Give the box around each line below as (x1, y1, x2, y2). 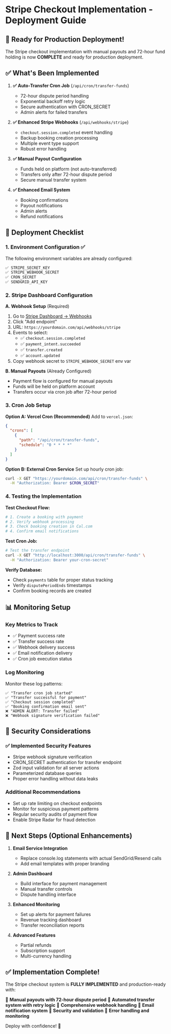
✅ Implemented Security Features (5, 743, 91, 750)
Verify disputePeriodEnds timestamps (12, 582, 92, 588)
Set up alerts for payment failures (20, 911, 91, 917)
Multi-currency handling (20, 953, 72, 959)
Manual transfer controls (20, 886, 73, 892)
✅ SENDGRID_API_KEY (5, 280, 48, 285)
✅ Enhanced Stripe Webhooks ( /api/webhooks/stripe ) (12, 119, 129, 125)
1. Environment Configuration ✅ (5, 244, 85, 251)
